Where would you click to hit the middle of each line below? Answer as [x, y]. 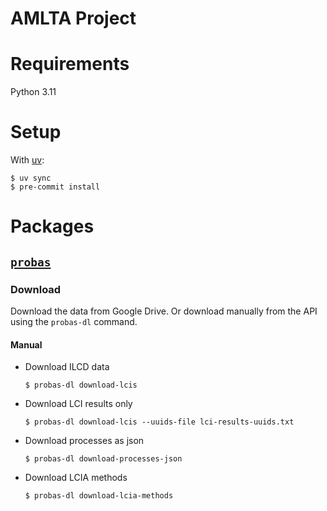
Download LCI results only [78, 404]
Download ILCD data [67, 367]
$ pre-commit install [55, 187]
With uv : [27, 160]
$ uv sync [31, 178]
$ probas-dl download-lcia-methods [99, 496]
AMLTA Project [73, 18]
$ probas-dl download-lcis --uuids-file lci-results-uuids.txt [159, 422]
